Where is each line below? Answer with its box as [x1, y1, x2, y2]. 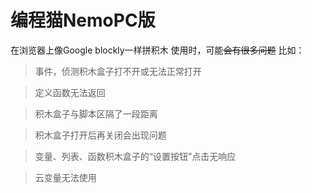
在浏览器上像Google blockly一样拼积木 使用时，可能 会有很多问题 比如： [10, 44, 305, 56]
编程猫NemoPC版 [10, 9, 156, 32]
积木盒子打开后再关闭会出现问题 [34, 129, 167, 141]
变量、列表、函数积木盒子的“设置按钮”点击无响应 [34, 150, 237, 162]
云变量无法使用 [34, 171, 97, 183]
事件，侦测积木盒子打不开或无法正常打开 [34, 65, 202, 77]
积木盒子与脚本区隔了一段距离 [34, 107, 158, 120]
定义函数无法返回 [34, 86, 106, 98]
